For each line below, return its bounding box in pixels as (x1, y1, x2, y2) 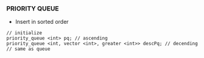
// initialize (6, 30, 43, 36)
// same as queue (6, 46, 51, 53)
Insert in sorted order (15, 18, 69, 26)
